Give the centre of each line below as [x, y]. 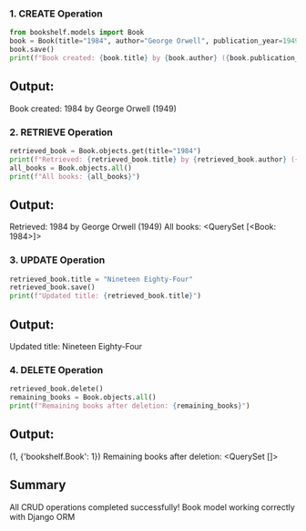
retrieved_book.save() [52, 287]
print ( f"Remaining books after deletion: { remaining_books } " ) [130, 406]
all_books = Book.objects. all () [71, 168]
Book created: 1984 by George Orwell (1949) [93, 109]
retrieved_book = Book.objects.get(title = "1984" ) [106, 151]
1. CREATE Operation [56, 14]
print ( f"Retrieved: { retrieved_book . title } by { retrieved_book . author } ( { [154, 159]
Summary [38, 485]
